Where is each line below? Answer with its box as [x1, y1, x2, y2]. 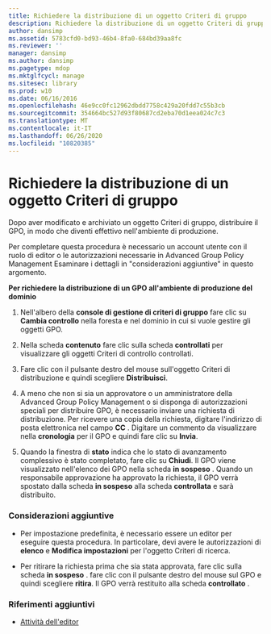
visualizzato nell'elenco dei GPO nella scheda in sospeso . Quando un [19, 465, 253, 474]
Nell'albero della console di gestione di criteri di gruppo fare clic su [19, 307, 248, 317]
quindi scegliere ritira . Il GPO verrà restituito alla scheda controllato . [19, 578, 250, 588]
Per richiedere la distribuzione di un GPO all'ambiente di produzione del [8, 283, 252, 293]
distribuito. [19, 490, 56, 500]
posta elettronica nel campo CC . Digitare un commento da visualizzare [19, 423, 257, 432]
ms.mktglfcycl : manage [8, 72, 85, 80]
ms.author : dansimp [8, 57, 74, 65]
